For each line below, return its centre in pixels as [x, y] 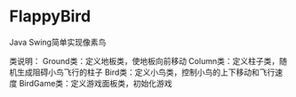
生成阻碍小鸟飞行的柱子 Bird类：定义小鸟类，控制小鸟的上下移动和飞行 [146, 72]
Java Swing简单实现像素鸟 [58, 42]
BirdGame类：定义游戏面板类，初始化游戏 [96, 83]
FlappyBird [50, 16]
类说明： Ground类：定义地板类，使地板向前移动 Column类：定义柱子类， [144, 61]
